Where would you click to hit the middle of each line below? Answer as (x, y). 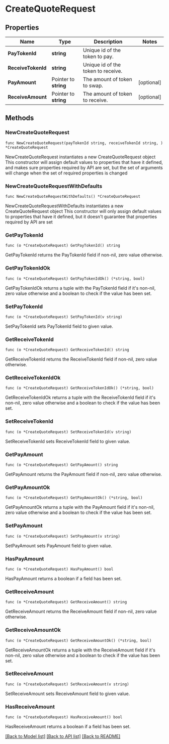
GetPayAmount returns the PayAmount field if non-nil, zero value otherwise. (84, 474)
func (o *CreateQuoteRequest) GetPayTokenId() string (63, 246)
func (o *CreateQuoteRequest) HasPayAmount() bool (59, 569)
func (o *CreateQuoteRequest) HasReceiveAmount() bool (64, 717)
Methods (20, 118)
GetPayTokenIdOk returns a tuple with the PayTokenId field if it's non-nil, (80, 288)
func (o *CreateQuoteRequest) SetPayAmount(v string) (63, 536)
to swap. (93, 85)
